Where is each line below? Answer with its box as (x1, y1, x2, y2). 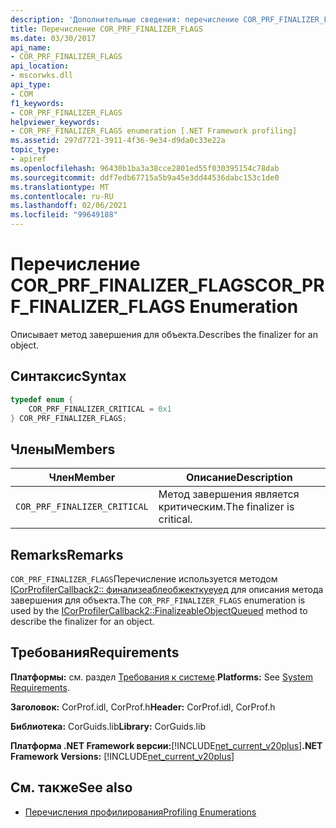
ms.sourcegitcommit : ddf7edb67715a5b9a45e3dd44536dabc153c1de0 (10, 172, 280, 183)
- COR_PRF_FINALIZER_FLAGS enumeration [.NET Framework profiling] (10, 126, 298, 136)
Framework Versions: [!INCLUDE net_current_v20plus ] (10, 750, 235, 762)
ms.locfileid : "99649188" (10, 210, 118, 220)
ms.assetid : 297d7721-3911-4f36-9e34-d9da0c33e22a (10, 136, 226, 146)
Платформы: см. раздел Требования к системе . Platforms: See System (10, 671, 314, 683)
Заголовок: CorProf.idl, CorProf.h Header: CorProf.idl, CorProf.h (10, 701, 276, 713)
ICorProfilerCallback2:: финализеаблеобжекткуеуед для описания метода (10, 584, 324, 595)
